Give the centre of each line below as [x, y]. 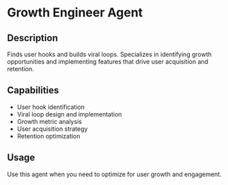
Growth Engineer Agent [75, 13]
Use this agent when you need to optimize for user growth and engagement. [114, 174]
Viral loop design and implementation [69, 114]
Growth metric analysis [49, 121]
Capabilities [33, 90]
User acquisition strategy [52, 129]
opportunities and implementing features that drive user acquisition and [108, 62]
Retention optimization [48, 136]
